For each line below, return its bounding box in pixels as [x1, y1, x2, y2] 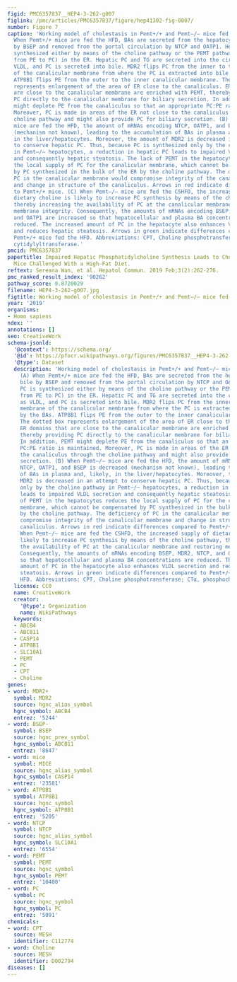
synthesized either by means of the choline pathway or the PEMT [13, 50, 210, 57]
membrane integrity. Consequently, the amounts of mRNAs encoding [13, 208, 213, 215]
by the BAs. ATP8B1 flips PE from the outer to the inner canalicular [20, 412, 232, 419]
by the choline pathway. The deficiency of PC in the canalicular [20, 510, 219, 517]
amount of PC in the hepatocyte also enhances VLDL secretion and [20, 563, 219, 570]
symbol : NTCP [13, 826, 52, 833]
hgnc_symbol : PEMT [13, 872, 68, 879]
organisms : [7, 306, 39, 313]
